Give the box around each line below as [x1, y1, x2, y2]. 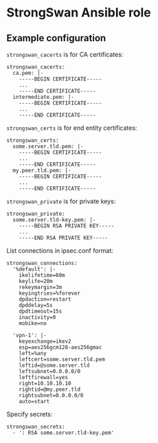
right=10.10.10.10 [19, 380, 71, 387]
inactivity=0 [19, 314, 56, 321]
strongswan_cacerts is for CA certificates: [6, 50, 124, 58]
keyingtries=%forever [19, 290, 80, 297]
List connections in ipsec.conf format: [6, 247, 114, 255]
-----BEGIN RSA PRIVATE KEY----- [19, 223, 115, 229]
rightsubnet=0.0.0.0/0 [19, 392, 84, 399]
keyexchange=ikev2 [19, 338, 71, 345]
